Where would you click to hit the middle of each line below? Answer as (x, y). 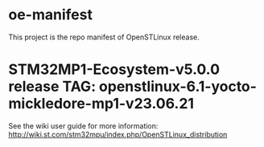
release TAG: (52, 87)
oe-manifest (50, 15)
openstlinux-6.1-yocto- (178, 87)
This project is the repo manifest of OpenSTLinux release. (104, 37)
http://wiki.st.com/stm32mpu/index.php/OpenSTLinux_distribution (118, 134)
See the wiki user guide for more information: (83, 125)
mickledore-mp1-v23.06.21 (101, 104)
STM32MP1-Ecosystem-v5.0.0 (114, 69)
